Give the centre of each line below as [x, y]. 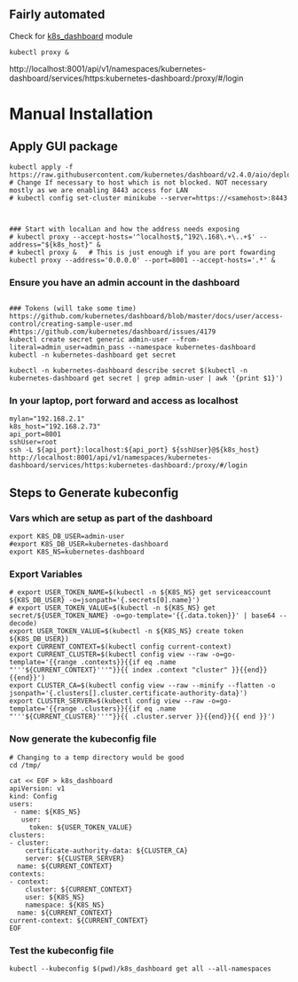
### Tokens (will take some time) [73, 309]
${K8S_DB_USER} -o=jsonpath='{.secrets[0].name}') [105, 601]
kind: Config [33, 796]
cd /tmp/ [25, 765]
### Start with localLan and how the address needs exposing [125, 229]
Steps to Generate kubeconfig [94, 493]
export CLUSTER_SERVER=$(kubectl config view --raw [106, 701]
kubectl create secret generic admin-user [89, 340]
